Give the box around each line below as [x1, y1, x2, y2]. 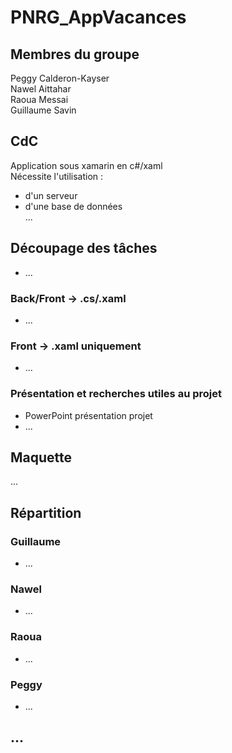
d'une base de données [24, 200, 123, 212]
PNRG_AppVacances [10, 6, 187, 29]
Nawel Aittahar [10, 83, 72, 95]
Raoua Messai [10, 94, 69, 105]
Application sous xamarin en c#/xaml [10, 159, 163, 171]
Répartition [10, 504, 82, 521]
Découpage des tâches [10, 240, 158, 257]
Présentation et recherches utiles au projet [10, 387, 222, 401]
